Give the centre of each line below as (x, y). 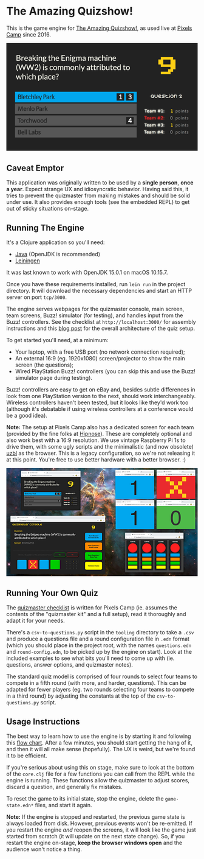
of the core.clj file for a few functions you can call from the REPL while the (101, 774)
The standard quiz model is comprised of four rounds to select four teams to (102, 676)
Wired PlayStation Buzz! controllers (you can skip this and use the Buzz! (105, 371)
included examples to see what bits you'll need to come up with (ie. (90, 658)
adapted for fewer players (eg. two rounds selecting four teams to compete (100, 690)
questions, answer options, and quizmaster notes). (70, 665)
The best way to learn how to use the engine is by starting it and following (99, 736)
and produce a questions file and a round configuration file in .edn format (98, 639)
